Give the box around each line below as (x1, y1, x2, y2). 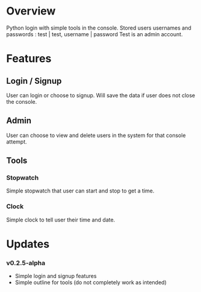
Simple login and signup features (14, 273, 97, 280)
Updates (6, 237, 50, 251)
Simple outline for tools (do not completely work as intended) (14, 279, 167, 286)
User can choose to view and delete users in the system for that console (6, 132, 186, 139)
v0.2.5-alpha (6, 258, 46, 267)
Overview (6, 4, 56, 18)
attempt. (6, 138, 27, 145)
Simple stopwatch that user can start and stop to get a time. (6, 187, 155, 194)
